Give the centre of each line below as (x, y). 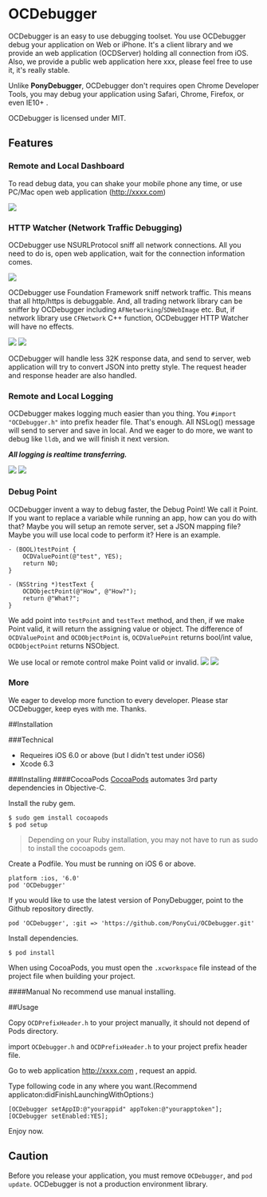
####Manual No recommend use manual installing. (92, 992)
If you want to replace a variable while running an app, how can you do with (133, 517)
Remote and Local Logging (61, 396)
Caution (29, 1156)
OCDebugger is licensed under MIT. (67, 118)
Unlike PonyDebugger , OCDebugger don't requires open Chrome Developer (133, 86)
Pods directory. (33, 1031)
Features (31, 144)
